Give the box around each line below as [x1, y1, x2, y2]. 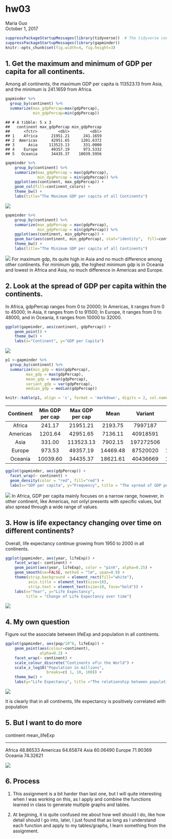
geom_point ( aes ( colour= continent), [14, 646, 91, 651]
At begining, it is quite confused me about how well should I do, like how [12, 811, 165, 817]
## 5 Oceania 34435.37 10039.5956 [5, 151, 102, 157]
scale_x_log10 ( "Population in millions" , [14, 665, 104, 670]
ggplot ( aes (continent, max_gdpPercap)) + [14, 179, 104, 185]
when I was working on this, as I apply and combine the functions [12, 796, 151, 802]
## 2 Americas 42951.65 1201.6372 [5, 138, 102, 143]
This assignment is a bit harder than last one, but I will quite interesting [12, 790, 162, 796]
